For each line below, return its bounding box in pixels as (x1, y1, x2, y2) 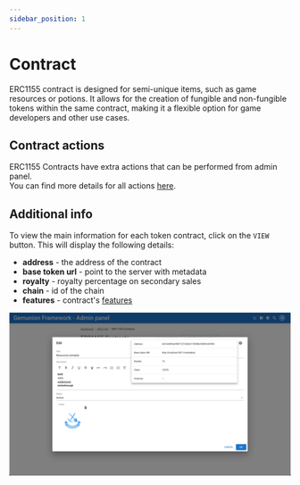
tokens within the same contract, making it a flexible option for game (9, 103, 262, 113)
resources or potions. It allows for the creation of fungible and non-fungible (9, 93, 287, 104)
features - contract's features (21, 295, 133, 305)
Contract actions (9, 138, 105, 153)
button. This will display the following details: (9, 239, 175, 250)
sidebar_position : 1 (9, 14, 87, 23)
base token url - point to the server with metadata (21, 266, 207, 277)
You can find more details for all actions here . (9, 180, 177, 191)
